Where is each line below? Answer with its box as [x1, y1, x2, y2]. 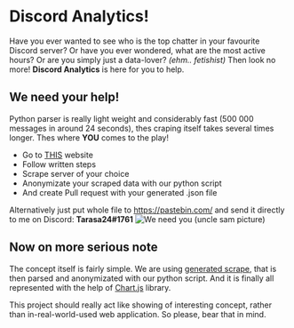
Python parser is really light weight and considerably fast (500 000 [9, 113, 254, 124]
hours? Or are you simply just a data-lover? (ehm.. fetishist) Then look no [9, 54, 276, 65]
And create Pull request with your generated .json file [21, 187, 218, 197]
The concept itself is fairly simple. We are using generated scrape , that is [9, 263, 277, 274]
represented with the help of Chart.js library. [9, 282, 171, 292]
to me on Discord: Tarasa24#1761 [9, 213, 133, 224]
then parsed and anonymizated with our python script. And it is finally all [9, 273, 274, 284]
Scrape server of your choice [21, 168, 130, 179]
